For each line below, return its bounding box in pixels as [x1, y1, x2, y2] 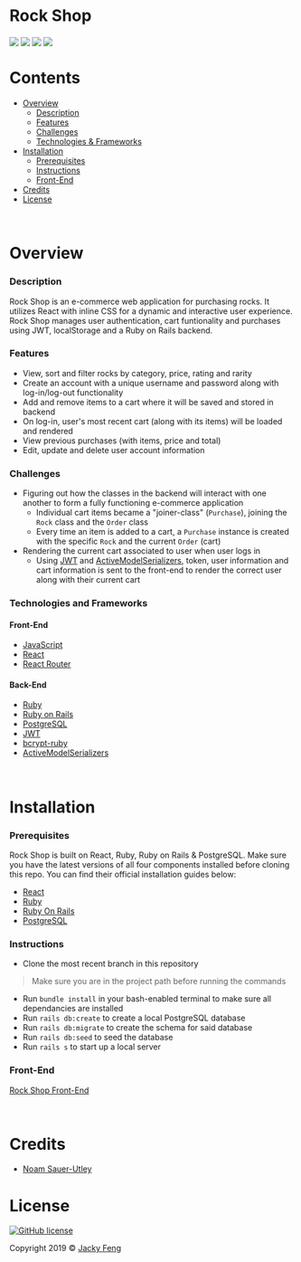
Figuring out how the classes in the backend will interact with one [22, 488, 267, 498]
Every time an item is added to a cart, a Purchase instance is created [35, 527, 289, 537]
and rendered [22, 425, 74, 436]
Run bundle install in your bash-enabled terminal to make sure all [22, 993, 272, 1004]
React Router [22, 659, 71, 669]
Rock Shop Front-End [9, 1085, 89, 1096]
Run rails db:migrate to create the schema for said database [22, 1022, 253, 1033]
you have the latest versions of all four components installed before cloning [9, 859, 290, 869]
